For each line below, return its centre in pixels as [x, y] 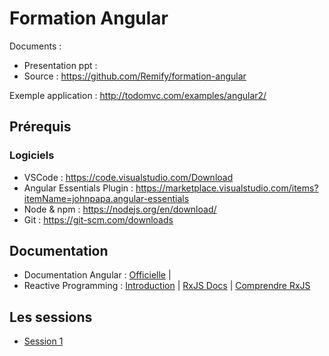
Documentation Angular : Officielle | [97, 275]
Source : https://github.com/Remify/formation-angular [135, 76]
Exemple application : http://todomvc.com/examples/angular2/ [138, 95]
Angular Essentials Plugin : [78, 188]
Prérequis [40, 127]
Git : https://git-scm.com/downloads [98, 219]
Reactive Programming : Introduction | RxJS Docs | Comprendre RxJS [167, 286]
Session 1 [43, 341]
